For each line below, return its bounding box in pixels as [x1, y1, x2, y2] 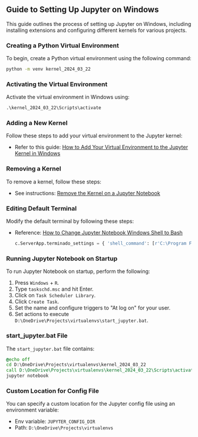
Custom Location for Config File [6, 386, 99, 395]
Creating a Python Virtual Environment [6, 41, 120, 50]
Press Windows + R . [14, 280, 60, 287]
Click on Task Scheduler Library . [14, 292, 96, 299]
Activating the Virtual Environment [6, 80, 108, 88]
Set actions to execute [14, 311, 70, 318]
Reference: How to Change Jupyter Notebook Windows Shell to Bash [14, 229, 183, 236]
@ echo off [6, 356, 31, 362]
